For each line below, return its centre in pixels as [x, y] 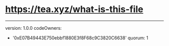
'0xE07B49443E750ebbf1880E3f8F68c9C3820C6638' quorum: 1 [80, 38]
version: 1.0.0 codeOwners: [33, 28]
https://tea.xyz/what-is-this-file [74, 9]
